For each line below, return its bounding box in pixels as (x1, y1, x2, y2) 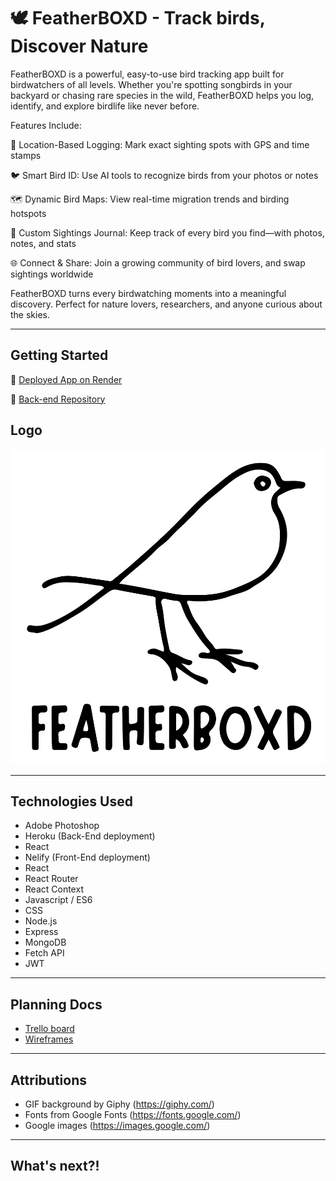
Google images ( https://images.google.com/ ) (24, 1120, 211, 1131)
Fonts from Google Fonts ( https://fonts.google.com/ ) (24, 1109, 242, 1120)
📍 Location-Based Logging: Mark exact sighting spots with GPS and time (10, 138, 310, 150)
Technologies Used (10, 793, 133, 810)
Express (24, 926, 59, 938)
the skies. (10, 308, 51, 320)
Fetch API (24, 947, 65, 959)
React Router (24, 873, 79, 885)
